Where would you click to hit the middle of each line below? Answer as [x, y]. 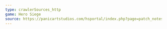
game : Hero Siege [23, 14]
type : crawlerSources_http [33, 10]
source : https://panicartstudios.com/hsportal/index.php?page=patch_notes [84, 19]
